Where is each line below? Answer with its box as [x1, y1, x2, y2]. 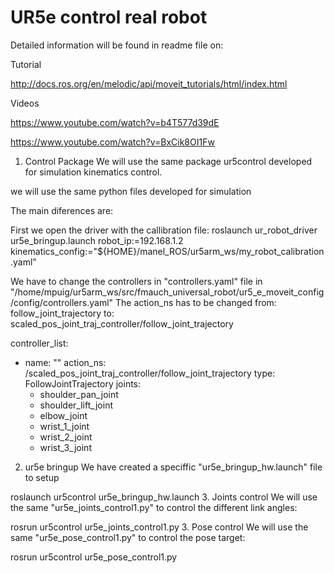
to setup [24, 471, 60, 483]
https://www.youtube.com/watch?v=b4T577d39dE [10, 116, 220, 128]
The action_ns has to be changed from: [115, 296, 277, 308]
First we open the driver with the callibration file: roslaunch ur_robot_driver [10, 224, 318, 236]
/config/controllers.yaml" [10, 296, 114, 308]
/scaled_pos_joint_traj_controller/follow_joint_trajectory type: [24, 367, 276, 379]
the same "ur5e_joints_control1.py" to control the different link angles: [10, 501, 298, 513]
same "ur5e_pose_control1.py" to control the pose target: [10, 531, 246, 543]
